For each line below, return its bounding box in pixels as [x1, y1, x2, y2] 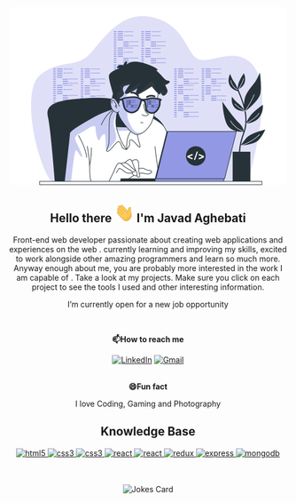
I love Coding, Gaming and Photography [74, 398, 222, 409]
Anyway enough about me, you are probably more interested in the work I [13, 262, 283, 273]
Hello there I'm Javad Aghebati [50, 211, 246, 226]
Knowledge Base [100, 424, 196, 439]
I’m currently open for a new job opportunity [66, 299, 230, 309]
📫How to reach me [112, 333, 184, 344]
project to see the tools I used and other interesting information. [31, 282, 265, 292]
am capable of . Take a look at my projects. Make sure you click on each [16, 272, 280, 283]
